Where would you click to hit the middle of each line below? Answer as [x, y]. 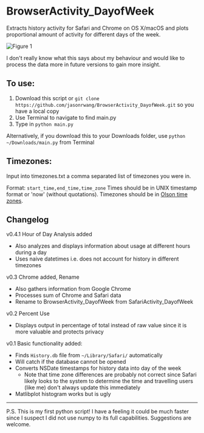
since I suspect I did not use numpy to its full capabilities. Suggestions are [99, 418]
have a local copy [37, 111]
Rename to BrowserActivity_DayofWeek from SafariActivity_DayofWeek [104, 302]
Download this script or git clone [57, 98]
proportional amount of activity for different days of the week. [83, 34]
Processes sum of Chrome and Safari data [68, 295]
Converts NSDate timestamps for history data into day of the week [98, 368]
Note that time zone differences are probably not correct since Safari [110, 375]
